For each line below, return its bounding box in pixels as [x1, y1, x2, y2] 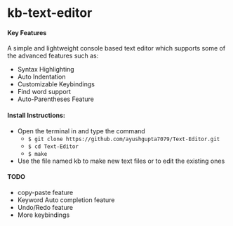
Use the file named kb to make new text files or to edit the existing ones [17, 157, 225, 165]
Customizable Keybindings [17, 80, 95, 88]
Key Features [7, 28, 47, 36]
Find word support [17, 88, 72, 96]
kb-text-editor [7, 5, 93, 21]
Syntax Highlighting [17, 65, 75, 74]
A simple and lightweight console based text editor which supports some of [7, 44, 226, 53]
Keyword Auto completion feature [17, 195, 115, 204]
